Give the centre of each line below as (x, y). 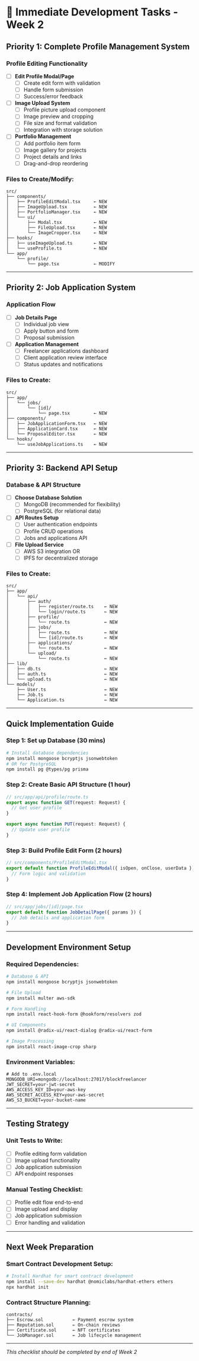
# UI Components (26, 1025)
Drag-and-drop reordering (56, 163)
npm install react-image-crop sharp (51, 1047)
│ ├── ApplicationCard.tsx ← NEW (57, 429)
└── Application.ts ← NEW (67, 700)
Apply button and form (51, 331)
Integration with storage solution (63, 130)
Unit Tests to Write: (35, 1140)
